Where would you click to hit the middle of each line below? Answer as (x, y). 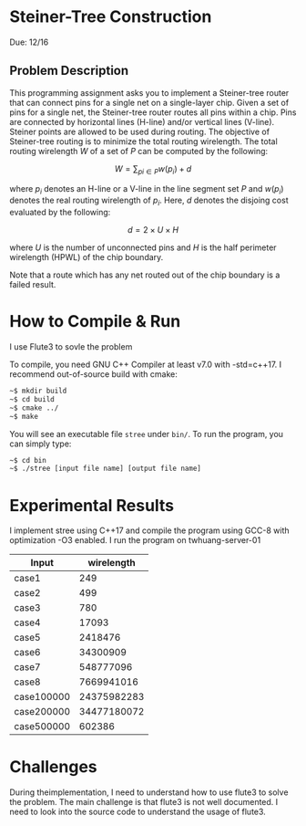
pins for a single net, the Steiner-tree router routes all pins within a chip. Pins (153, 112)
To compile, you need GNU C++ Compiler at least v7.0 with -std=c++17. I (146, 365)
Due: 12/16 (29, 42)
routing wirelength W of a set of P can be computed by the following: (139, 151)
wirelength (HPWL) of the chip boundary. (87, 257)
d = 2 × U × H (153, 230)
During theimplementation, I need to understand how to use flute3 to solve (149, 792)
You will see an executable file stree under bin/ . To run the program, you (147, 434)
